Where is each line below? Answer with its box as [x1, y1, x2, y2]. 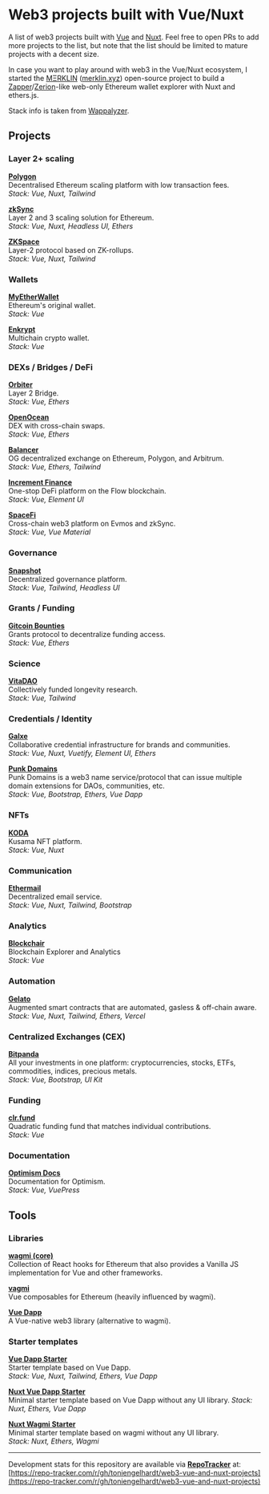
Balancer [8, 445, 39, 455]
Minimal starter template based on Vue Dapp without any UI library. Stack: [8, 1395, 253, 1405]
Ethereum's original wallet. [8, 300, 96, 310]
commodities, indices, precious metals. [8, 1066, 138, 1076]
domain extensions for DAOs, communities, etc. [8, 781, 166, 791]
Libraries [8, 1232, 44, 1244]
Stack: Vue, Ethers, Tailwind [8, 462, 102, 472]
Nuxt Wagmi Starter [8, 1419, 76, 1429]
